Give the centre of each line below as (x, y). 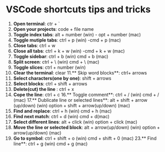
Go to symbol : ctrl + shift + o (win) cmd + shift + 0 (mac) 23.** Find (85, 138)
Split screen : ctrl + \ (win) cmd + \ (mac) (56, 62)
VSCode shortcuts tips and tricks (78, 9)
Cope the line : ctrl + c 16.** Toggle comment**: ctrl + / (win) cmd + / (86, 94)
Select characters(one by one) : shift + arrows (62, 78)
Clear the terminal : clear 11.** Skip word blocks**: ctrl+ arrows (80, 72)
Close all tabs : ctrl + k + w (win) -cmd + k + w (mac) (69, 51)
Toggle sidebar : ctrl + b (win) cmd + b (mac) (61, 56)
